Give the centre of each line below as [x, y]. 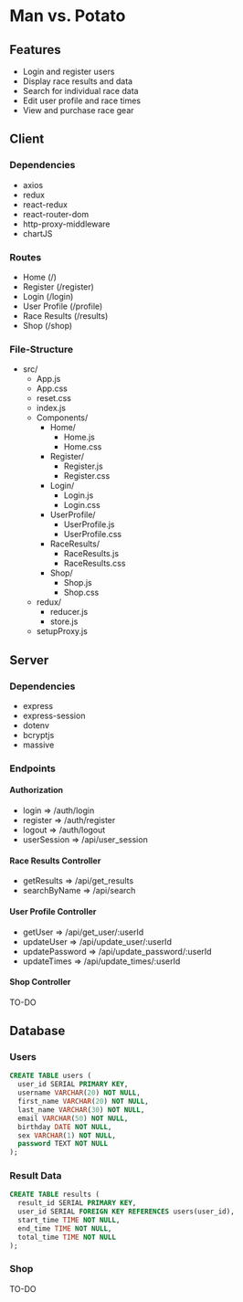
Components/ [62, 418]
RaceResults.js [91, 554]
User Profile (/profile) [63, 306]
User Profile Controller [53, 911]
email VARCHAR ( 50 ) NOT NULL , [73, 1118]
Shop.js [78, 583]
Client [27, 139]
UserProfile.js [89, 524]
